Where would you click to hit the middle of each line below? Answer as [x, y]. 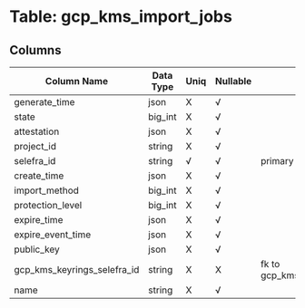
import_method [47, 190]
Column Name [77, 81]
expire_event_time [53, 235]
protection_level [48, 205]
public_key [37, 249]
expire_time [39, 220]
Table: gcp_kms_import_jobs [121, 17]
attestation [37, 131]
